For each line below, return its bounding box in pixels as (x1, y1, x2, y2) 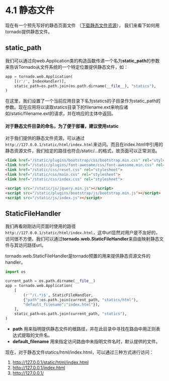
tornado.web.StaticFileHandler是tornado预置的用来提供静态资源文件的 (5, 253, 151, 259)
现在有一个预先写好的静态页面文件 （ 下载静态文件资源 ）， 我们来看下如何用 (5, 22, 160, 28)
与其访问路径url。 (9, 242, 46, 248)
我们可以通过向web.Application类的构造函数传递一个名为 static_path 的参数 (5, 58, 160, 64)
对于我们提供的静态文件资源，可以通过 (5, 135, 84, 141)
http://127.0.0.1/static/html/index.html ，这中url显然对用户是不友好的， (5, 229, 160, 235)
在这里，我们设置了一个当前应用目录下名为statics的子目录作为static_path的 (5, 98, 161, 104)
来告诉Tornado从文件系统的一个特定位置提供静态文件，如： (5, 64, 128, 70)
